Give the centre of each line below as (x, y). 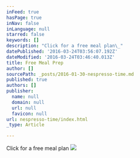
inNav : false (23, 23)
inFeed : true (23, 12)
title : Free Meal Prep (35, 63)
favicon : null (29, 114)
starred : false (25, 35)
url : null (24, 108)
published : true (27, 80)
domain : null (28, 102)
